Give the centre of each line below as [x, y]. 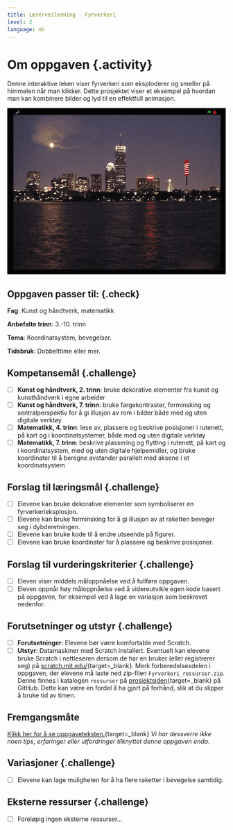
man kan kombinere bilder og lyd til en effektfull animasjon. [92, 99]
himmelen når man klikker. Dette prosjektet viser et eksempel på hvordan [111, 91]
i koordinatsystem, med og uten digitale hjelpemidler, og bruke [106, 451]
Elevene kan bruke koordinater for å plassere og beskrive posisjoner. [115, 542]
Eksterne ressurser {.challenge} [78, 802]
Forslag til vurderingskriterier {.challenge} [101, 564]
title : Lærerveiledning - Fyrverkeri [62, 15]
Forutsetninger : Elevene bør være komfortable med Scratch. [104, 643]
